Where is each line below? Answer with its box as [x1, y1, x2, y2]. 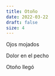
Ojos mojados [6, 41, 40, 48]
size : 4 [6, 25, 25, 31]
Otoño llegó [6, 64, 35, 71]
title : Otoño [6, 8, 38, 15]
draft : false [6, 19, 38, 25]
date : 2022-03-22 [6, 14, 49, 20]
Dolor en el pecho [6, 52, 49, 59]
